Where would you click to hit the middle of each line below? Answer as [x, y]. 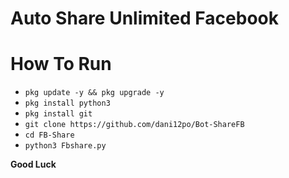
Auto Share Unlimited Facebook [144, 18]
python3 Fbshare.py [65, 146]
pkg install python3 [67, 103]
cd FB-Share [49, 135]
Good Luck [33, 164]
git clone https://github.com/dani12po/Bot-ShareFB [134, 125]
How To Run [61, 64]
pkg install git [58, 114]
